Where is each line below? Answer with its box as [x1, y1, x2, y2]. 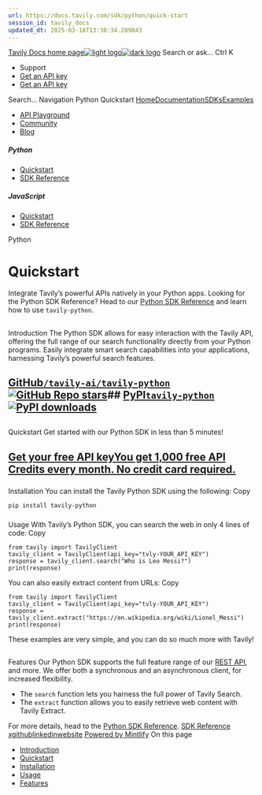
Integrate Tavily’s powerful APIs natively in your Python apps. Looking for [8, 288, 245, 298]
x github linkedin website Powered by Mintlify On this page [8, 730, 193, 739]
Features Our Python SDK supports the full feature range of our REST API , [8, 657, 248, 667]
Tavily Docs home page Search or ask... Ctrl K [8, 48, 234, 58]
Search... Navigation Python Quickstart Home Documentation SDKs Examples [8, 95, 254, 105]
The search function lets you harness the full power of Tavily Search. [19, 689, 242, 699]
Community [19, 119, 57, 128]
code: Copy [8, 528, 46, 537]
